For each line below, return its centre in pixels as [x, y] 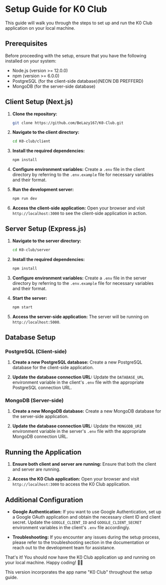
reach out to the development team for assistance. [64, 548]
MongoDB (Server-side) [34, 401]
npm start [23, 307]
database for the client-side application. [53, 368]
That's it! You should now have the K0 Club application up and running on [80, 557]
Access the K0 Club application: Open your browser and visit [76, 479]
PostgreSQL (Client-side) [36, 351]
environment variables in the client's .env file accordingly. [71, 528]
